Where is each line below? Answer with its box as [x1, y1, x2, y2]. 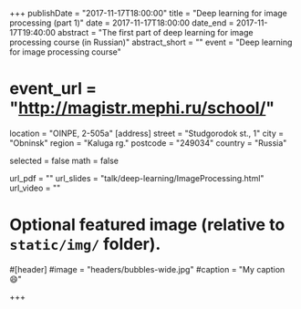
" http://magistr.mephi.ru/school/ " [9, 98, 275, 118]
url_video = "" [9, 182, 61, 193]
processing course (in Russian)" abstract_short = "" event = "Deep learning [9, 36, 293, 47]
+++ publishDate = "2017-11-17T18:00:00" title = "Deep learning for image [9, 8, 287, 18]
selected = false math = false [9, 155, 119, 166]
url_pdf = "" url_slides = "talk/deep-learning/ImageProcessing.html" [9, 172, 265, 183]
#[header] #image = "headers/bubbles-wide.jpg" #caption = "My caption [9, 263, 285, 274]
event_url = [9, 78, 98, 99]
